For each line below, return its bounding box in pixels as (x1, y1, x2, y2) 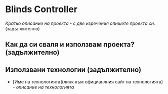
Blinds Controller (5, 4, 77, 15)
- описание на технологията (12, 84, 74, 90)
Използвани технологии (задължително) (5, 65, 142, 74)
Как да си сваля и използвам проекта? (5, 40, 135, 49)
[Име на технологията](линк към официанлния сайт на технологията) (12, 79, 163, 85)
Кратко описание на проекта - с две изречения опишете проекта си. (5, 20, 155, 26)
